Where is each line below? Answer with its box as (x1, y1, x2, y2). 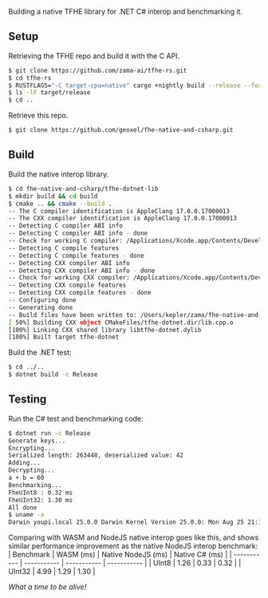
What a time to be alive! (8, 582, 87, 592)
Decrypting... (8, 466, 56, 474)
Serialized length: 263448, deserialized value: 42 (8, 451, 183, 460)
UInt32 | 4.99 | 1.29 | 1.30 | (8, 567, 96, 576)
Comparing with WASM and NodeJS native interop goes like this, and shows (8, 533, 259, 542)
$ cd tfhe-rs (8, 73, 52, 82)
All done (8, 503, 37, 512)
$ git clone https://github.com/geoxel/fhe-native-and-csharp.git (8, 126, 234, 134)
